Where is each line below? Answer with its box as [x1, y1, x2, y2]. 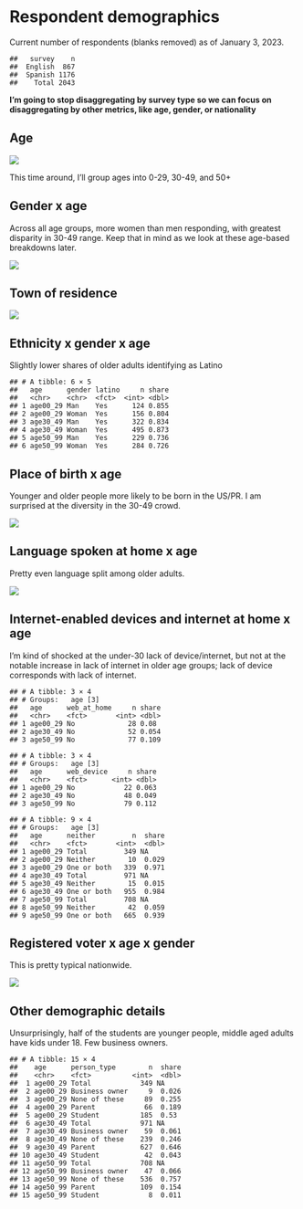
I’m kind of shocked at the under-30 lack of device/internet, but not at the [9, 650, 286, 661]
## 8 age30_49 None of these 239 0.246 [9, 1135, 182, 1144]
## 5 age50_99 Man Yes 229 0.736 [9, 434, 170, 443]
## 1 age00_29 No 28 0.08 [9, 719, 157, 728]
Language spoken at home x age [9, 543, 198, 559]
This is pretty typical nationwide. [9, 960, 132, 971]
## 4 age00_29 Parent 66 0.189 [9, 1103, 182, 1112]
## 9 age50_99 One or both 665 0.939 [9, 910, 166, 920]
